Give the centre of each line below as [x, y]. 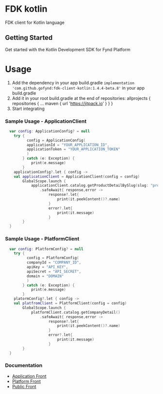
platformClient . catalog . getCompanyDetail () [75, 312]
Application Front [29, 376]
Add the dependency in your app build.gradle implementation [73, 83]
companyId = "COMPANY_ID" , [54, 263]
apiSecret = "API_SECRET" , [54, 271]
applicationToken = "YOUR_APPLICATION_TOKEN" [73, 150]
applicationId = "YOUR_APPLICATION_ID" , [68, 145]
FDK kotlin [26, 9]
